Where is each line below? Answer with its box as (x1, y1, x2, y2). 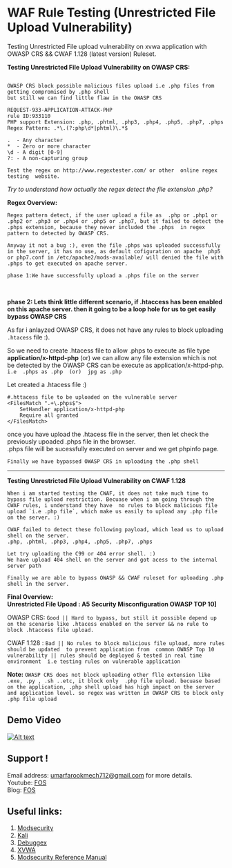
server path (7, 562, 41, 569)
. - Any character (7, 137, 64, 144)
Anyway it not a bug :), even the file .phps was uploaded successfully (7, 241, 221, 249)
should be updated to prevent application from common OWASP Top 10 (7, 646, 215, 653)
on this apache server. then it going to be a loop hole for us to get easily (7, 305, 216, 313)
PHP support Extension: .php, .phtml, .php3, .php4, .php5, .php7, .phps (7, 119, 224, 126)
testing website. (7, 172, 60, 180)
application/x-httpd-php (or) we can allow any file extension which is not (7, 353, 217, 362)
